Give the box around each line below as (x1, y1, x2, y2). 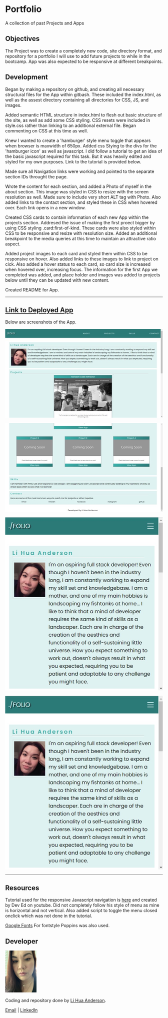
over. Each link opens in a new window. (5, 204, 86, 210)
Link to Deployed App (5, 306, 73, 314)
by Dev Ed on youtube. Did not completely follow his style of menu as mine (5, 902, 159, 908)
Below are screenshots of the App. (5, 319, 76, 325)
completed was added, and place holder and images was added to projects (5, 271, 160, 278)
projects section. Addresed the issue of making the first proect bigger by (5, 219, 155, 225)
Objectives (5, 34, 40, 43)
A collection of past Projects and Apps (5, 20, 84, 26)
